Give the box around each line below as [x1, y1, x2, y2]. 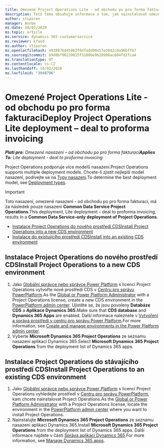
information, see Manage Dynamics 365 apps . [12, 438, 105, 444]
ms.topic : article [5, 30, 42, 35]
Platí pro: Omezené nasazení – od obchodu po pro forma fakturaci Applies [5, 149, 155, 155]
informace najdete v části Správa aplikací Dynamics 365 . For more [12, 432, 144, 438]
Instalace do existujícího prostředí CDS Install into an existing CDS [12, 234, 144, 240]
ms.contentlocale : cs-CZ [5, 61, 56, 66]
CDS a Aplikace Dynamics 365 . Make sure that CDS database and [12, 307, 146, 313]
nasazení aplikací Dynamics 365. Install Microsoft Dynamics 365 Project [12, 422, 158, 428]
